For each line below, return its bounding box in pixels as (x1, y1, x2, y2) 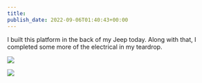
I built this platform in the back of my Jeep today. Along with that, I (7, 35, 196, 43)
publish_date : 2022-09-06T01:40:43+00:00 (7, 16, 129, 23)
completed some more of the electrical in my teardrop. (7, 43, 163, 51)
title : (7, 10, 26, 17)
